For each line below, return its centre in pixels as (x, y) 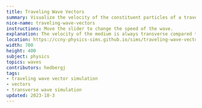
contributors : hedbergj (36, 67)
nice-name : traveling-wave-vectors (51, 23)
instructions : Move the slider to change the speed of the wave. (90, 28)
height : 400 (21, 51)
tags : (13, 73)
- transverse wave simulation (44, 90)
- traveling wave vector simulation (52, 79)
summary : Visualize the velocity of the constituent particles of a (94, 17)
